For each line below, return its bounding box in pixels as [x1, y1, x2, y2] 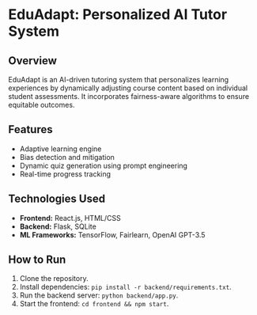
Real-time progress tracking [19, 169, 111, 179]
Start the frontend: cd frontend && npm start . [19, 299, 169, 309]
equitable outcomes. [8, 101, 75, 109]
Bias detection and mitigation [19, 152, 115, 161]
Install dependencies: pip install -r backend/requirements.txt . [19, 283, 232, 292]
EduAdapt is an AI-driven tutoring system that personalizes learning [8, 75, 229, 84]
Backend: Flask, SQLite [19, 222, 96, 231]
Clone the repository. [19, 274, 89, 283]
